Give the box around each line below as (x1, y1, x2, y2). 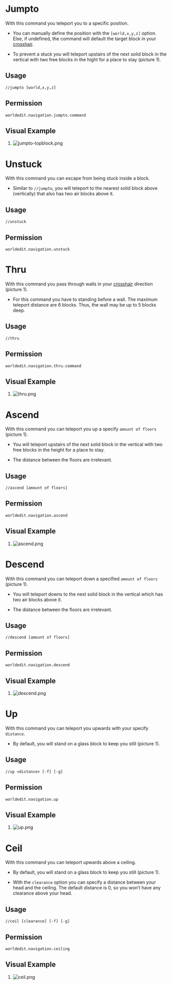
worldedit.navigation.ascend (5, 513, 68, 518)
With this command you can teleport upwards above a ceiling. (5, 859, 136, 866)
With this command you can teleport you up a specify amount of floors (5, 426, 157, 432)
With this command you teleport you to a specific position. (5, 20, 129, 26)
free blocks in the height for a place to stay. (12, 447, 105, 453)
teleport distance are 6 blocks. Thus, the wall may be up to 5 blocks (12, 301, 157, 308)
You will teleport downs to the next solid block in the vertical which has (12, 591, 163, 597)
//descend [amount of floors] (5, 635, 70, 640)
